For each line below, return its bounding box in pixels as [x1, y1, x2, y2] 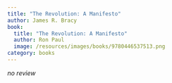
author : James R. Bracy [7, 17, 78, 24]
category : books [7, 50, 55, 57]
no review [7, 68, 36, 77]
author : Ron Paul [13, 37, 65, 44]
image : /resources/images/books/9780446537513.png [13, 43, 166, 50]
